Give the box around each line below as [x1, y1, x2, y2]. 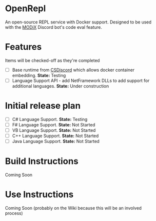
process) [5, 210, 23, 216]
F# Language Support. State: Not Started [12, 122, 96, 127]
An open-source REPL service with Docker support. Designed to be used [5, 19, 152, 25]
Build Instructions [5, 156, 79, 167]
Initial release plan [5, 100, 81, 111]
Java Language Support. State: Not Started [12, 139, 100, 144]
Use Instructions [5, 189, 74, 200]
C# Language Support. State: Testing [12, 116, 88, 122]
